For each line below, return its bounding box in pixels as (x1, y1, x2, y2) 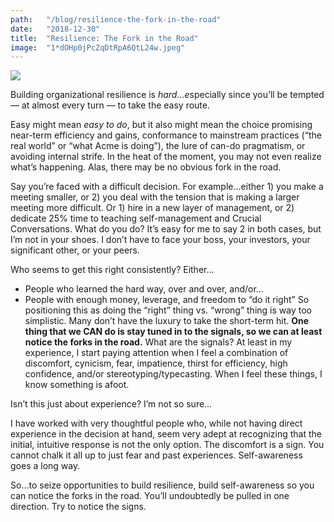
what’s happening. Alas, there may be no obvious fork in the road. (10, 161, 282, 173)
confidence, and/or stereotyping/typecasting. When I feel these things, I (24, 368, 323, 380)
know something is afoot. (24, 379, 130, 391)
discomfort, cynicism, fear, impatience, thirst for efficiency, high (24, 357, 288, 370)
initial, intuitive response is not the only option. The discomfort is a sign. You (10, 439, 325, 451)
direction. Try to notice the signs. (10, 501, 147, 513)
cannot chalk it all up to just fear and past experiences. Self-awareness (10, 449, 303, 461)
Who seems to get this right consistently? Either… (10, 264, 215, 276)
